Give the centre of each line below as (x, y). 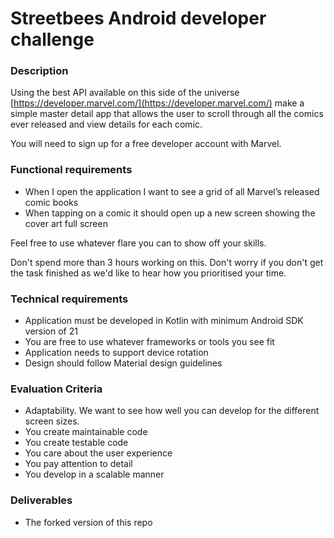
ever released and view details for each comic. (106, 124)
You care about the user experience (98, 453)
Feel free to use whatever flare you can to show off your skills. (138, 243)
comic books (51, 202)
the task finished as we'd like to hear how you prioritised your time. (148, 273)
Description (39, 71)
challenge (52, 39)
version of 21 (51, 331)
